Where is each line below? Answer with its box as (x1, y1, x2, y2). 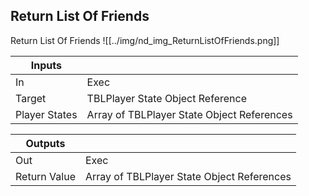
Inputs (30, 58, 62, 72)
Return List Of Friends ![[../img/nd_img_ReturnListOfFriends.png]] (10, 34, 280, 46)
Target (15, 91, 47, 105)
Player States (15, 107, 78, 121)
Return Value (15, 169, 76, 183)
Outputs (25, 136, 66, 150)
